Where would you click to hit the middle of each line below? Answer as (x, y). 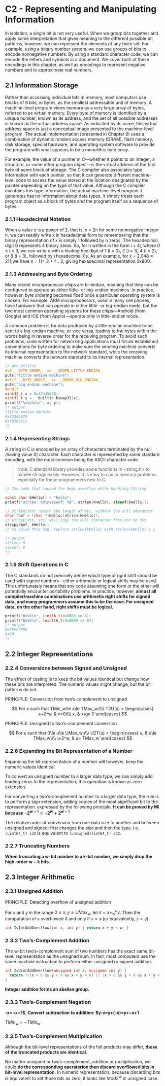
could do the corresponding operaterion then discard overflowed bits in (80, 1067)
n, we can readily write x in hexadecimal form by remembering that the (77, 235)
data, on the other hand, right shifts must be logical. (59, 607)
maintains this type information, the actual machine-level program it (74, 190)
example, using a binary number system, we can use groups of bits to (76, 49)
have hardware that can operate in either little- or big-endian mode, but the (81, 306)
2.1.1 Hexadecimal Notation (38, 219)
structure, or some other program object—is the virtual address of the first (81, 164)
